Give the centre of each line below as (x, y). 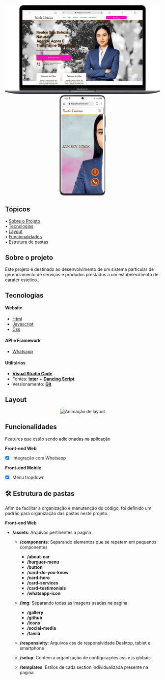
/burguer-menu (43, 562)
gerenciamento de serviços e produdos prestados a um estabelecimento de (82, 275)
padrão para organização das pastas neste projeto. (57, 513)
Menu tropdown (28, 477)
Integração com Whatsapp (39, 458)
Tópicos (18, 209)
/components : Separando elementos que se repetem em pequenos (88, 542)
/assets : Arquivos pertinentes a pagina (52, 532)
